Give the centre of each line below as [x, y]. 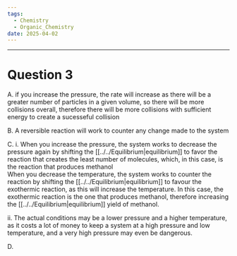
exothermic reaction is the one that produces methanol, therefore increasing [118, 197]
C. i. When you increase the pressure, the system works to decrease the [112, 145]
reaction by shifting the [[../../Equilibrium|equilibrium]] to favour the [105, 182]
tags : [15, 14]
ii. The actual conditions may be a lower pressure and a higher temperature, [117, 218]
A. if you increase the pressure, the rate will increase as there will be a [109, 95]
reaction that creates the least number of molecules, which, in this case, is [115, 159]
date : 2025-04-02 [33, 33]
